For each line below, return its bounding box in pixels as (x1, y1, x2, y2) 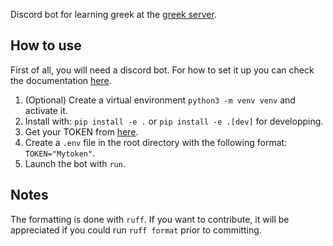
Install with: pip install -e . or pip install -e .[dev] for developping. (24, 115, 324, 127)
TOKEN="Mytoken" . (24, 147, 96, 159)
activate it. (24, 104, 68, 116)
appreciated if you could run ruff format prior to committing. (10, 224, 262, 236)
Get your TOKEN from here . (24, 125, 139, 138)
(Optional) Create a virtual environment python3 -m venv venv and (24, 94, 296, 106)
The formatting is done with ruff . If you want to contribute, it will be (10, 213, 290, 225)
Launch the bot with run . (24, 157, 126, 169)
